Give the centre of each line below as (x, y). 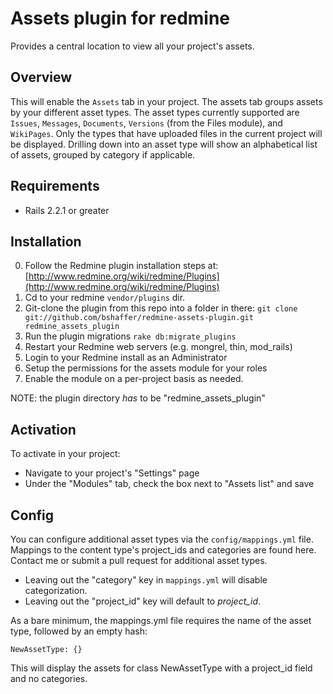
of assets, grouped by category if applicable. (103, 154)
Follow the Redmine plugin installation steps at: (121, 266)
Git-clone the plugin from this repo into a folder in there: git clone (161, 308)
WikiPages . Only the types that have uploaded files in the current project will (166, 133)
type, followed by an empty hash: (79, 631)
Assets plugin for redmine (120, 18)
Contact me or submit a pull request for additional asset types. (139, 560)
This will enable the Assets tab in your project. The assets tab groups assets (166, 101)
